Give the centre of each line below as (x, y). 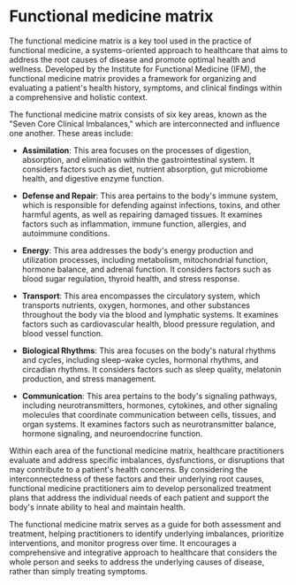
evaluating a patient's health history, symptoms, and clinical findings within (146, 88)
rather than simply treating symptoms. (79, 571)
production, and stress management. (89, 379)
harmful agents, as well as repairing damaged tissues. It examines (142, 214)
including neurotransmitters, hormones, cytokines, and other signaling (150, 405)
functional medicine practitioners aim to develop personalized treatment (140, 488)
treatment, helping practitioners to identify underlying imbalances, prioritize (147, 534)
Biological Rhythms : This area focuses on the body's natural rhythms (149, 350)
